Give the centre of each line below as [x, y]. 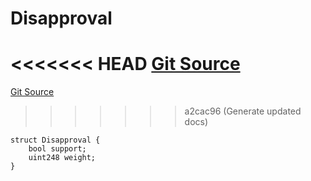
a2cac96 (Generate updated [243, 111]
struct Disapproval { [55, 140]
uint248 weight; [62, 158]
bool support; [57, 149]
